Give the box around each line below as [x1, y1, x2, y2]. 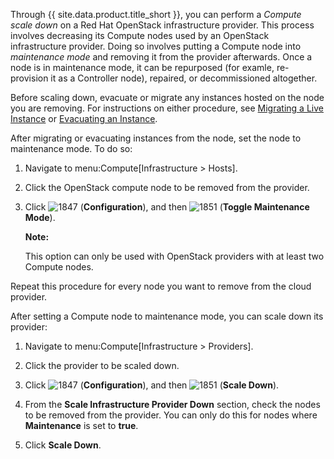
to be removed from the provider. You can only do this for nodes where [24, 409, 318, 421]
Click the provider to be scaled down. [24, 360, 180, 371]
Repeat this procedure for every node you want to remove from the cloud [10, 280, 312, 292]
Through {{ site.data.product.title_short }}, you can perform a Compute [10, 9, 302, 20]
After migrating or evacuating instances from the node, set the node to [10, 132, 302, 144]
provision [10, 72, 49, 84]
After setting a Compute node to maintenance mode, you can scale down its [10, 310, 324, 322]
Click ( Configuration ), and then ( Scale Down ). [24, 379, 280, 391]
